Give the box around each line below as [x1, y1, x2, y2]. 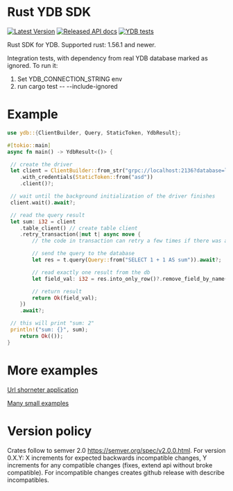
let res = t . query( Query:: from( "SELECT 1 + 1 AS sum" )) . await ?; [32, 257, 222, 264]
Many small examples [7, 399, 69, 407]
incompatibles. [7, 476, 50, 484]
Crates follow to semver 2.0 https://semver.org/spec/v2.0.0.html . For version [7, 446, 226, 454]
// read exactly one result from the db [32, 268, 150, 276]
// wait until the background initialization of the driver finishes [10, 193, 216, 200]
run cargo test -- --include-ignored [17, 82, 118, 90]
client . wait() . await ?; [10, 199, 76, 206]
